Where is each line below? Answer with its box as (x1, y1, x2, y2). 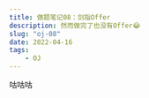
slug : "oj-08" (9, 29, 62, 38)
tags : (9, 46, 29, 55)
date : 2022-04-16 (9, 37, 73, 47)
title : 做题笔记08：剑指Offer (9, 12, 111, 22)
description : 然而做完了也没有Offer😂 (9, 21, 141, 30)
